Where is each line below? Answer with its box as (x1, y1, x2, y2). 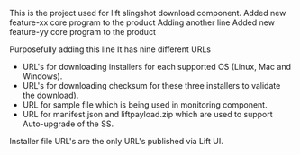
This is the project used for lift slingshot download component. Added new (9, 8, 286, 18)
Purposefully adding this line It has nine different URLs (9, 44, 212, 55)
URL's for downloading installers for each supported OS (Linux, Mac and (22, 62, 291, 72)
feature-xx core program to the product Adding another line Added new (9, 17, 275, 28)
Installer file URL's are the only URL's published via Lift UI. (9, 136, 223, 146)
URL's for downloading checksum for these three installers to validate (22, 81, 281, 90)
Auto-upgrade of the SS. (22, 118, 114, 129)
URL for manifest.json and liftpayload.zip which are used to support (22, 109, 273, 119)
